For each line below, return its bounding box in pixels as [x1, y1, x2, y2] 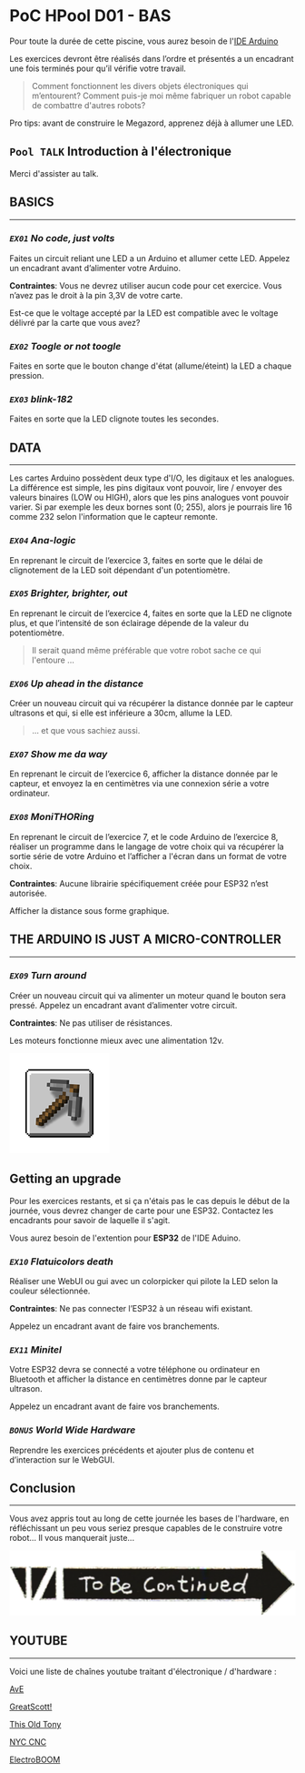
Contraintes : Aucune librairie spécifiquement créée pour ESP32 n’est [9, 877, 270, 888]
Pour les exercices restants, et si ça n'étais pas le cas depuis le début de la [9, 1195, 290, 1206]
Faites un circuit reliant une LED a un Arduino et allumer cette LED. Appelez [9, 252, 290, 264]
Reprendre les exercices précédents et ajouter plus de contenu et [9, 1444, 254, 1455]
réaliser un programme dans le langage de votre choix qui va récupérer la [9, 841, 284, 852]
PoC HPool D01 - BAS [9, 5, 172, 26]
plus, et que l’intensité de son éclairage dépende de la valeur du [9, 617, 250, 628]
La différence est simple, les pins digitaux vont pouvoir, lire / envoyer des [9, 482, 283, 493]
